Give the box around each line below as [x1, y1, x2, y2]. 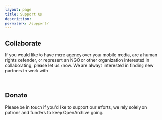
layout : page [5, 7, 32, 12]
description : [5, 16, 32, 21]
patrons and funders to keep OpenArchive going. [5, 109, 103, 115]
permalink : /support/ [5, 21, 49, 26]
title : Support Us [5, 12, 42, 17]
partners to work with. [5, 68, 50, 73]
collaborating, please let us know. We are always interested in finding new [5, 62, 154, 69]
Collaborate [5, 39, 41, 47]
